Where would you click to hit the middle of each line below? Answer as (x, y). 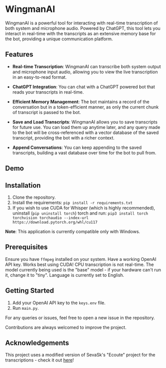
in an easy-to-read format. (40, 77)
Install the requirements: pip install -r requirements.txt (73, 202)
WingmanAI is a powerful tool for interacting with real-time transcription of (82, 23)
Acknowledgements (37, 343)
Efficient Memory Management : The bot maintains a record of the (81, 102)
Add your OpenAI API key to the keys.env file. (59, 303)
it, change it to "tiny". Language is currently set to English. (65, 275)
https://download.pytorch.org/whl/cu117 (55, 222)
